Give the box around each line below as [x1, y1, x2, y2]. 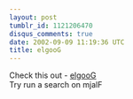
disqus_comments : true [9, 29, 93, 38]
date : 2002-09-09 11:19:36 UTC [9, 37, 125, 47]
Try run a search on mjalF [9, 80, 103, 90]
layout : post [9, 12, 58, 22]
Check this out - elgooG [9, 70, 97, 80]
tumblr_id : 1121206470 [9, 21, 93, 30]
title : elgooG [9, 46, 62, 55]
